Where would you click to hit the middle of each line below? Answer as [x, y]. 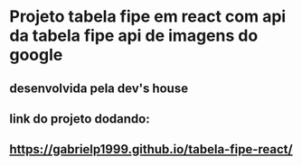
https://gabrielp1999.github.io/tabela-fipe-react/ [151, 149]
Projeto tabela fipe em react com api [148, 17]
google [36, 55]
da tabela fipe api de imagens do [134, 36]
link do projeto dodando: [80, 119]
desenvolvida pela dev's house [99, 88]
